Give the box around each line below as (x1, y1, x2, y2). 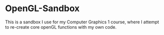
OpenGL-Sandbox (5, 3, 80, 14)
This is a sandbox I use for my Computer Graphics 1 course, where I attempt (5, 19, 159, 25)
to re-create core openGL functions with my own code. (5, 24, 117, 30)
